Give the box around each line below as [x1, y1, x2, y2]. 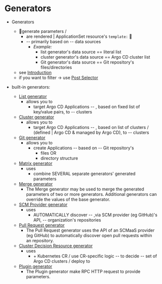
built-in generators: [11, 84, 50, 90]
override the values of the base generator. [26, 196, 111, 202]
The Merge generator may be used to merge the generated [26, 186, 144, 192]
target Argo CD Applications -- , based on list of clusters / [33, 124, 149, 130]
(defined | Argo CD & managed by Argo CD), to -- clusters [33, 129, 149, 135]
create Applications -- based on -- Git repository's [33, 145, 134, 151]
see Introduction [18, 69, 52, 75]
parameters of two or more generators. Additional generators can [26, 191, 157, 197]
